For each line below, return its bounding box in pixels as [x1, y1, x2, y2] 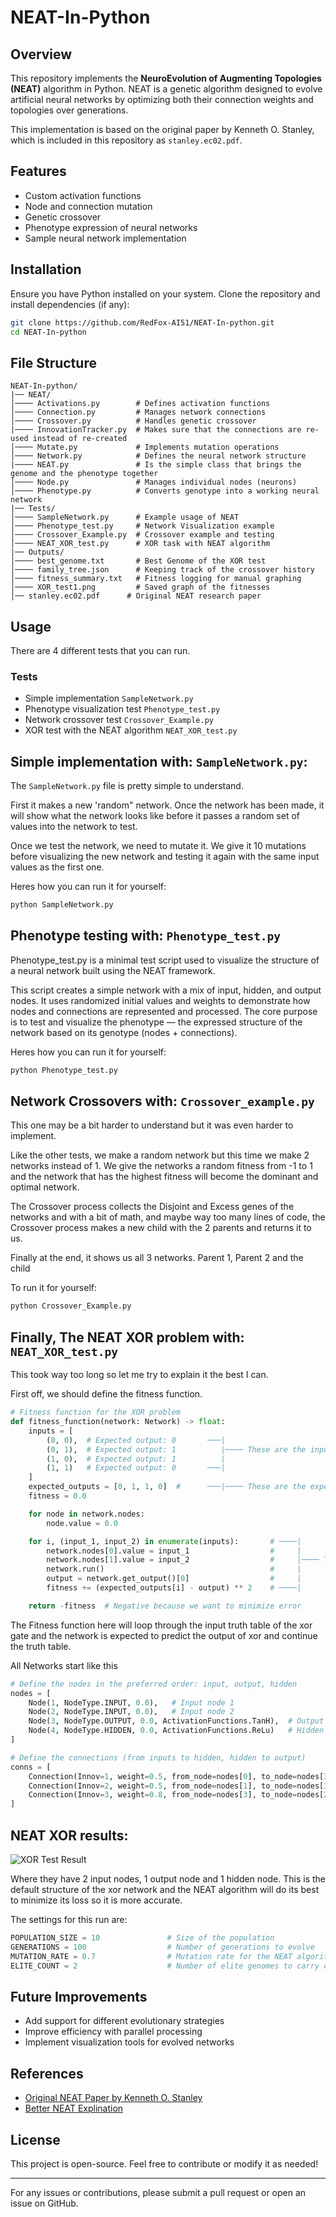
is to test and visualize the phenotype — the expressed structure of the [10, 1016, 303, 1028]
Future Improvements [10, 1988, 148, 2005]
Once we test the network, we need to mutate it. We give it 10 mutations [10, 840, 307, 852]
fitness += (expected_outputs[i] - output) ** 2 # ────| [46, 1583, 302, 1593]
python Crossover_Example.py [10, 1301, 132, 1311]
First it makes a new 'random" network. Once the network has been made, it [10, 799, 325, 811]
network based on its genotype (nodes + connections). [10, 1026, 238, 1038]
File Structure [10, 354, 97, 371]
